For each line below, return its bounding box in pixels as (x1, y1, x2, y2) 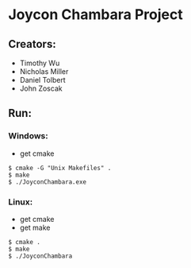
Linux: (8, 196, 33, 208)
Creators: (8, 37, 57, 51)
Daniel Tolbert (19, 76, 66, 84)
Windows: (8, 130, 49, 142)
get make (19, 223, 51, 232)
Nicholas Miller (19, 67, 69, 76)
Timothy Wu (19, 58, 60, 68)
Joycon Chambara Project (8, 6, 184, 24)
